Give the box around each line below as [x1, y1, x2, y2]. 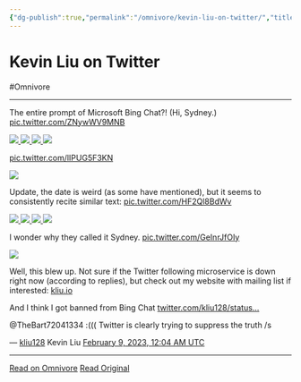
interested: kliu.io [9, 284, 73, 295]
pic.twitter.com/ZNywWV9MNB [9, 116, 125, 127]
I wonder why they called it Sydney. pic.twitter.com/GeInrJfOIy [9, 232, 240, 242]
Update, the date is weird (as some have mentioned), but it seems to [9, 186, 262, 197]
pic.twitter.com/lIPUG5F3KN [9, 152, 114, 163]
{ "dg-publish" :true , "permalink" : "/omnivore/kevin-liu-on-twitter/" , [9, 13, 271, 22]
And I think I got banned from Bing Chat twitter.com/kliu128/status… [9, 301, 260, 313]
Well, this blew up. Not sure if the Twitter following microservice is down [9, 266, 276, 276]
